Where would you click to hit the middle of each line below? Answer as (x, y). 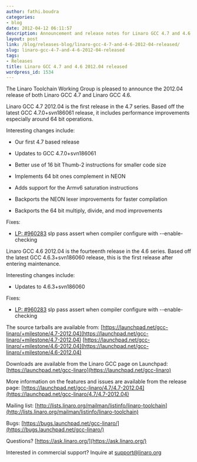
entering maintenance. (33, 264)
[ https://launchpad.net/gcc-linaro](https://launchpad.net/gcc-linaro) (89, 370)
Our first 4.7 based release (47, 142)
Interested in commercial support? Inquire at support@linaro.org (84, 453)
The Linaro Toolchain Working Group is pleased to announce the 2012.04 (95, 89)
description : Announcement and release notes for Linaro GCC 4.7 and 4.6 (98, 34)
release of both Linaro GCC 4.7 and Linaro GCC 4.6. (69, 95)
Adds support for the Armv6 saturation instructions (76, 188)
